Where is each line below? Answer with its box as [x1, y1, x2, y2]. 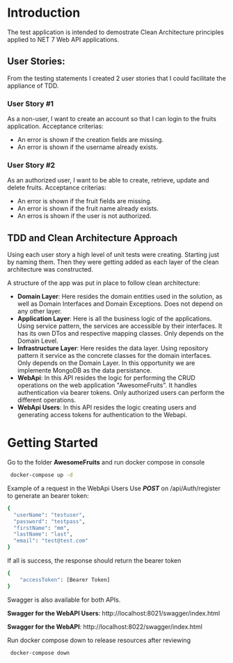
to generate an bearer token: [7, 491, 89, 499]
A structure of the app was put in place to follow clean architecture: [7, 279, 200, 287]
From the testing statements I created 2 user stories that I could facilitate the [7, 74, 226, 82]
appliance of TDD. [7, 81, 59, 90]
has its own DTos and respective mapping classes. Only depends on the [17, 329, 224, 338]
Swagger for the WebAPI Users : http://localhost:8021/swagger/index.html [7, 609, 220, 617]
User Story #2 [7, 160, 56, 170]
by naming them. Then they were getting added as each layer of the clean [7, 258, 219, 266]
